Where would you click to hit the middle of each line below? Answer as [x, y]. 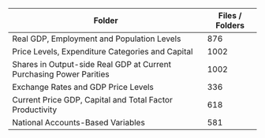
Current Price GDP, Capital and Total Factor [93, 100]
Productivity [35, 110]
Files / [230, 15]
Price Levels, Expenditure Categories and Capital [103, 52]
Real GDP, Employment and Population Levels [97, 39]
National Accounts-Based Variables [79, 123]
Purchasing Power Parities [61, 74]
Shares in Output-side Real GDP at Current [92, 64]
